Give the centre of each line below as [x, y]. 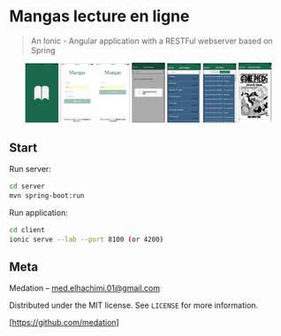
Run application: [38, 212]
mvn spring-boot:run [47, 195]
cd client [27, 230]
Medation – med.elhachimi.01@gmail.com [85, 288]
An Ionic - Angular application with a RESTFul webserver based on [152, 41]
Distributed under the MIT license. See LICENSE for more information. [134, 305]
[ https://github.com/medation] [64, 323]
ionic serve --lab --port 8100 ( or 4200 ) [87, 239]
